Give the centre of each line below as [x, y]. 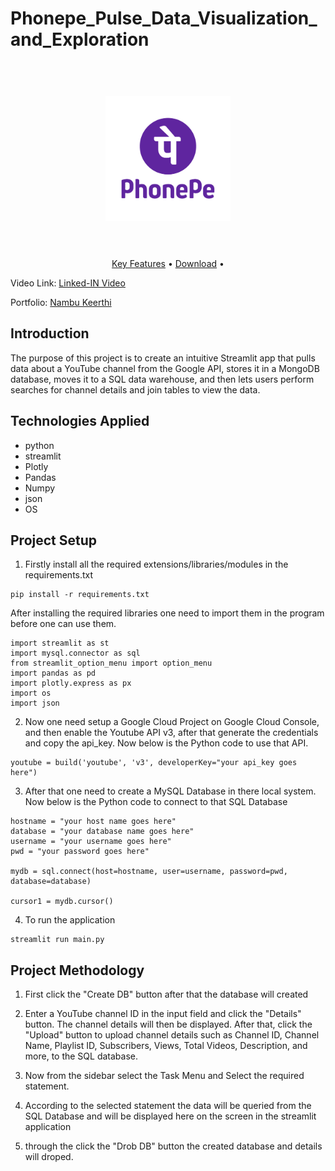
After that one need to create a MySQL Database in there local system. [170, 791]
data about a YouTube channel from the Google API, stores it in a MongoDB [165, 368]
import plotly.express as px [71, 683]
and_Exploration [80, 39]
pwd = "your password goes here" [80, 852]
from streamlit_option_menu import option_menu [111, 663]
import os [31, 693]
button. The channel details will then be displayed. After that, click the [168, 1024]
